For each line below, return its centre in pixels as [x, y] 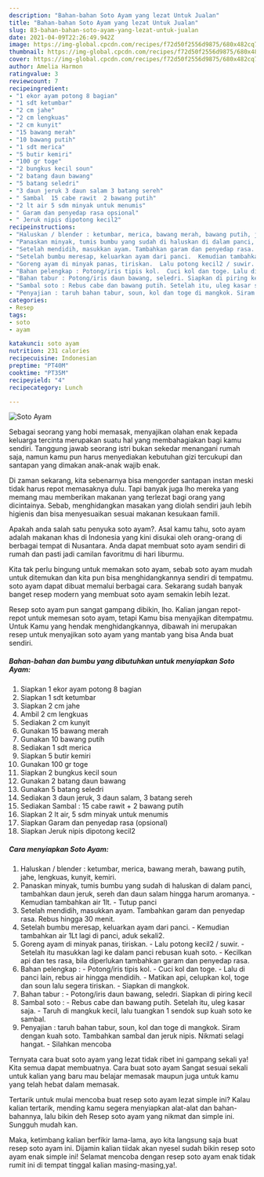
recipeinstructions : [43, 227]
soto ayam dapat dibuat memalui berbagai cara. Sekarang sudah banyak [126, 586]
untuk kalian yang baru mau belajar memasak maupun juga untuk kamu [124, 1076]
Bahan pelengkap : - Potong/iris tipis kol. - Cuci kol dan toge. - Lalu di [132, 969]
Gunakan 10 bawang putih [62, 739]
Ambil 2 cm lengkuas [54, 714]
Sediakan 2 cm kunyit [55, 723]
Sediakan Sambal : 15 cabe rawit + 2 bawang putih [102, 806]
